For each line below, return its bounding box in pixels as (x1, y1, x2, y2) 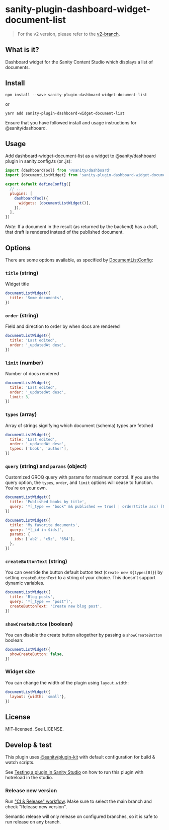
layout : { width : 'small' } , (10, 694, 66, 699)
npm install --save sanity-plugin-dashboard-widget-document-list (5, 92, 147, 97)
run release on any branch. (5, 819, 61, 825)
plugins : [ (10, 191, 33, 196)
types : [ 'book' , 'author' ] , (10, 446, 69, 451)
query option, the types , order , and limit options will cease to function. (5, 479, 153, 486)
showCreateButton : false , (10, 651, 64, 657)
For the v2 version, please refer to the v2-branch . (17, 31, 120, 37)
